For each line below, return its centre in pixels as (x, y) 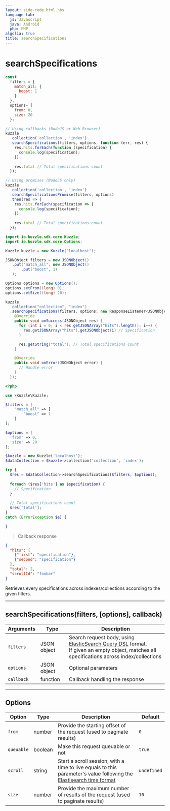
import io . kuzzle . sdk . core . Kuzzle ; (43, 237)
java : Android (25, 24)
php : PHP (19, 29)
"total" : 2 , (23, 569)
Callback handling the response (107, 679)
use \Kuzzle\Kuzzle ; (27, 395)
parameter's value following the (95, 774)
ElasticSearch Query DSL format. (108, 644)
